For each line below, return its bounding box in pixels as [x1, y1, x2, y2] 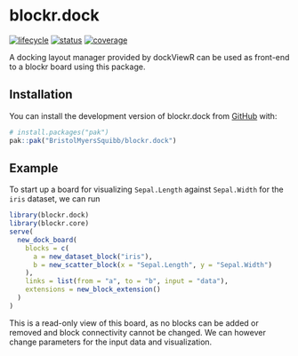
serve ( [9, 227, 34, 236]
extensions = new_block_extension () [25, 285, 162, 294]
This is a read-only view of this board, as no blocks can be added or [9, 317, 260, 328]
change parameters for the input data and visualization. [9, 336, 213, 347]
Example [9, 161, 59, 176]
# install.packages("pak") [9, 128, 109, 137]
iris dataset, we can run [9, 194, 101, 204]
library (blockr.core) [9, 219, 90, 228]
